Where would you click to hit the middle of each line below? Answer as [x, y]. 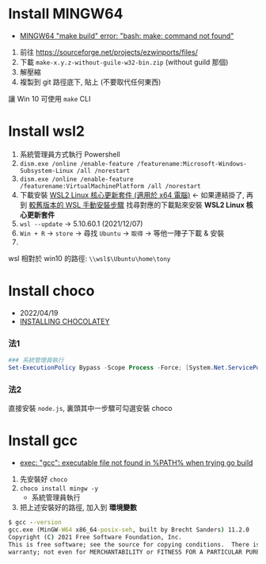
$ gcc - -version [35, 523]
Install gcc [43, 441]
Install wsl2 [47, 131]
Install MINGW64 [66, 14]
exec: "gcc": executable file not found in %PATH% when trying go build [136, 463]
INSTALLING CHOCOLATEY [65, 321]
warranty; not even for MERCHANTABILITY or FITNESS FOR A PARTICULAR [125, 552]
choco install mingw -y [59, 489]
